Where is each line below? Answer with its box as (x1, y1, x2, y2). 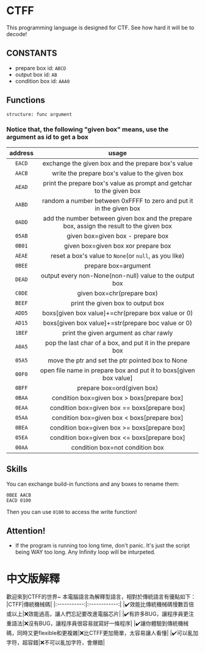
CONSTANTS (6, 48, 57, 59)
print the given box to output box (71, 299, 165, 307)
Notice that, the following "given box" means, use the (6, 125, 169, 134)
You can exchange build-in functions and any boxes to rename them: (6, 480, 180, 488)
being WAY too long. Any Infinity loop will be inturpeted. (15, 548, 156, 556)
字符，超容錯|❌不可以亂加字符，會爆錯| (6, 639, 105, 647)
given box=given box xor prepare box (63, 241, 171, 250)
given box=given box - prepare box (67, 232, 169, 240)
